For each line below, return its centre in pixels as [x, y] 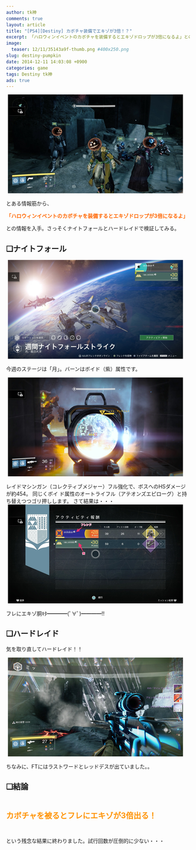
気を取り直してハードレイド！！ [44, 649]
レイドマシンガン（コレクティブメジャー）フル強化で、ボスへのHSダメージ [96, 487]
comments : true [24, 18]
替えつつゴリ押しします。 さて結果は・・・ [63, 501]
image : [14, 43]
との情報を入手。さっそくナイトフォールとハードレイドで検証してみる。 [93, 228]
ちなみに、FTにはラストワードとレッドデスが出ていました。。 [79, 766]
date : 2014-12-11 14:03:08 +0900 [47, 62]
